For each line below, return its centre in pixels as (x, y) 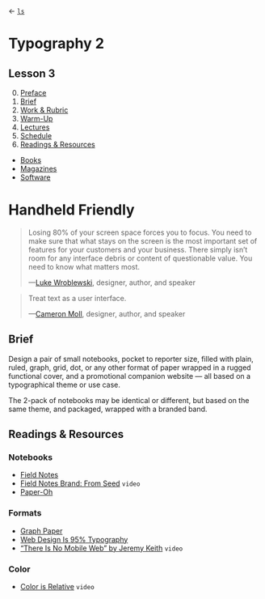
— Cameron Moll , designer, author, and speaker (107, 313)
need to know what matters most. (84, 266)
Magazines (38, 169)
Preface (33, 93)
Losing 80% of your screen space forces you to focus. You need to (140, 232)
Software (35, 177)
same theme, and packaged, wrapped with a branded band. (108, 409)
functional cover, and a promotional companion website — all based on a (130, 376)
